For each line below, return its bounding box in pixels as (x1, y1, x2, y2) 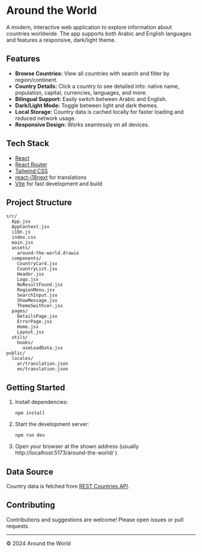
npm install (14, 410, 45, 416)
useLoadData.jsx (22, 345, 63, 351)
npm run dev (14, 432, 45, 438)
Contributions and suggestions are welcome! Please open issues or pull (6, 516, 184, 523)
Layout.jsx (17, 329, 44, 335)
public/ (6, 350, 26, 356)
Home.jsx (17, 324, 39, 330)
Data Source (6, 467, 54, 477)
